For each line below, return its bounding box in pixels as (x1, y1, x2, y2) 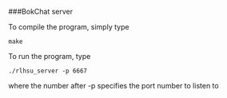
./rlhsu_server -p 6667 (8, 67, 88, 75)
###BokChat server (8, 7, 74, 16)
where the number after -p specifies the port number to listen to (8, 81, 219, 90)
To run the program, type (8, 52, 91, 61)
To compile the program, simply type (8, 22, 129, 31)
